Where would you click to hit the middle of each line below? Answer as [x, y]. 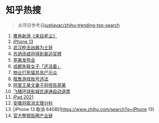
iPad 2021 [23, 97]
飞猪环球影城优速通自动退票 [42, 91]
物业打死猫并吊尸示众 [35, 72]
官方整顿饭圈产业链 [33, 115]
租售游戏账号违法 [31, 79]
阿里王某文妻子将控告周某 [39, 85]
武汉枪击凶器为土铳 [33, 47]
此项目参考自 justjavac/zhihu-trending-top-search [69, 25]
